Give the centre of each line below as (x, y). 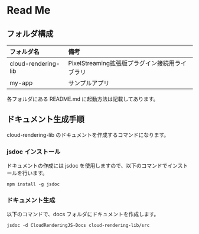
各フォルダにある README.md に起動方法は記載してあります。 (83, 99)
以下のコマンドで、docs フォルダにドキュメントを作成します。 (83, 214)
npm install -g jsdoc (33, 184)
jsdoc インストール (34, 152)
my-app (21, 83)
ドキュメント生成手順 (45, 119)
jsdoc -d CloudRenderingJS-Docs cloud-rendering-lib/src (78, 226)
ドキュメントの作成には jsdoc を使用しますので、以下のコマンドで (87, 166)
